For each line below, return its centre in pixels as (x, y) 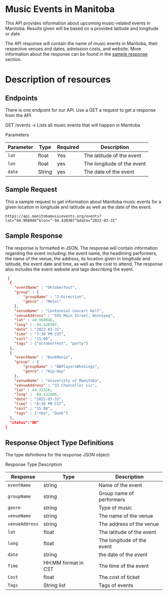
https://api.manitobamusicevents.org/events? (53, 216)
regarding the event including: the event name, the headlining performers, (81, 253)
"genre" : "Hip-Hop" (44, 371)
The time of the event (124, 566)
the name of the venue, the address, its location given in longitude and (78, 258)
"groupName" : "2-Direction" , (54, 297)
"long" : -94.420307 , (36, 325)
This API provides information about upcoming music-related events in (78, 23)
